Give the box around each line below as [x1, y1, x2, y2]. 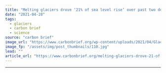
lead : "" [5, 49, 23, 54]
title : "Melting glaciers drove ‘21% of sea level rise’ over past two [5, 7, 156, 12]
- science [9, 30, 30, 35]
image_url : [5, 40, 28, 45]
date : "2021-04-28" [5, 12, 45, 17]
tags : [5, 16, 16, 21]
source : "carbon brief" [5, 35, 54, 40]
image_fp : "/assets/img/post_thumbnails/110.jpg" [5, 44, 110, 49]
